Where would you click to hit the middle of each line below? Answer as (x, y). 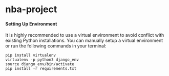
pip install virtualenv (31, 55)
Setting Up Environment (31, 23)
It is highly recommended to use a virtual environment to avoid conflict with (85, 35)
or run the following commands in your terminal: (56, 46)
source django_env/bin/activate (40, 64)
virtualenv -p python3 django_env (42, 60)
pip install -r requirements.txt (41, 69)
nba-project (31, 9)
